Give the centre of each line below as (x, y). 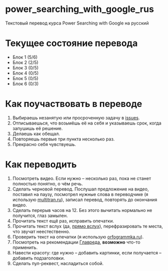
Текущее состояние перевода (71, 43)
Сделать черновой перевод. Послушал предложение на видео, (80, 189)
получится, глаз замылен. (40, 215)
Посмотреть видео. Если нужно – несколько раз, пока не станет (82, 178)
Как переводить (41, 164)
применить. (25, 247)
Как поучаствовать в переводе (74, 104)
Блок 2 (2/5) (25, 62)
